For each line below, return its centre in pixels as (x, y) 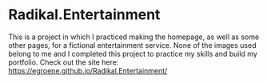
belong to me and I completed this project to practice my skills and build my (133, 53)
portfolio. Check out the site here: (64, 62)
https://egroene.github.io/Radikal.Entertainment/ (88, 70)
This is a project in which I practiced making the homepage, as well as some (134, 37)
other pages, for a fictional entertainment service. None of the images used (132, 45)
